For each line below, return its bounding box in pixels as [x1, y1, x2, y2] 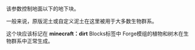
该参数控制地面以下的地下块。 [6, 5, 79, 12]
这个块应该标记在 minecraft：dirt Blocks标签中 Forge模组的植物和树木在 [6, 30, 184, 37]
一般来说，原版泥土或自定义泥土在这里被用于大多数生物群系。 [6, 18, 158, 25]
